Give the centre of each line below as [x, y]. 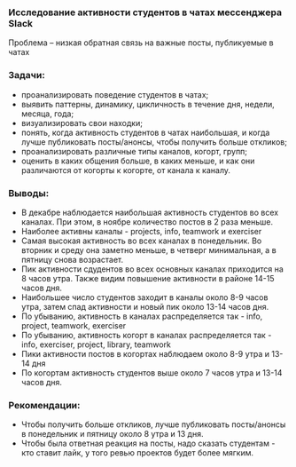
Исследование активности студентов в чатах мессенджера [145, 12]
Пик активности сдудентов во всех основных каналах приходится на [152, 269]
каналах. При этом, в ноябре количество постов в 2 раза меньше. [147, 222]
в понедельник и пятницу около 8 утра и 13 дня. [112, 434]
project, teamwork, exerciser [74, 325]
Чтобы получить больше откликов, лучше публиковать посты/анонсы [153, 424]
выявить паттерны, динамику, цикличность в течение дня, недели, [148, 104]
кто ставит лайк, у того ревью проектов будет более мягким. [137, 453]
